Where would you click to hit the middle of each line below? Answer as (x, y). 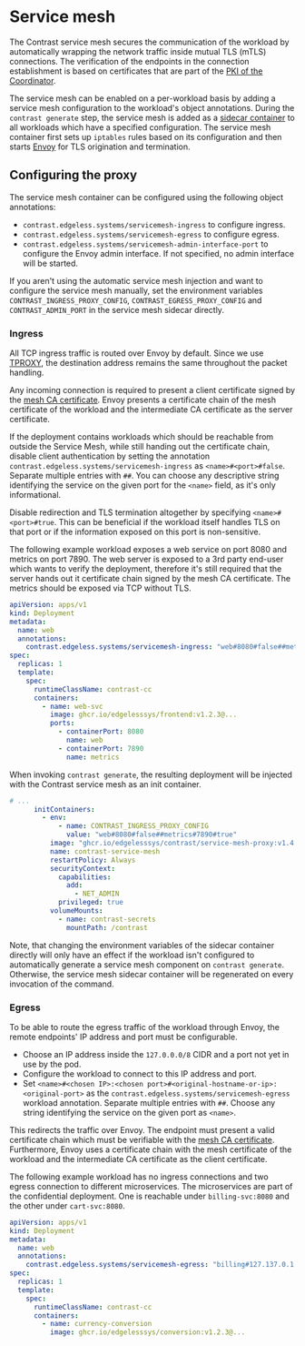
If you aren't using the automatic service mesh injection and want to (136, 280)
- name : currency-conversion (97, 1324)
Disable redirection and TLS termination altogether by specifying (130, 512)
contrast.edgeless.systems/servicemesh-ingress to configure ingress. (154, 224)
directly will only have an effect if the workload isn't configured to (132, 955)
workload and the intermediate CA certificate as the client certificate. (138, 1159)
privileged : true (91, 903)
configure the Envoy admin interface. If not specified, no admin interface (158, 253)
